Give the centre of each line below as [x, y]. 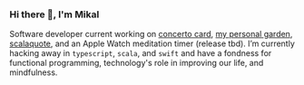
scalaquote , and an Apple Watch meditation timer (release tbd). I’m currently [152, 43]
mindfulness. [34, 72]
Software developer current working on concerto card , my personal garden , [151, 34]
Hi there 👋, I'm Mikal [54, 14]
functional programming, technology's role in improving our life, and [137, 63]
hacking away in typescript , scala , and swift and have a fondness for [141, 53]
